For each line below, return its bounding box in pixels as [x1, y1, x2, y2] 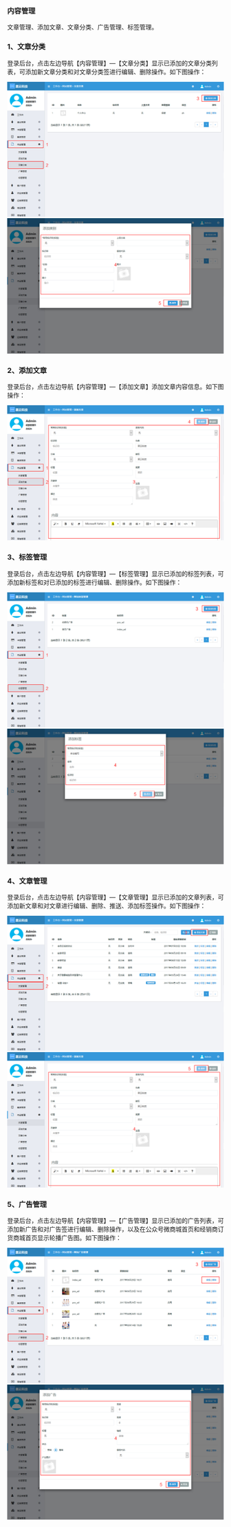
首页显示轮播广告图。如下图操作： [25, 1234, 122, 1242]
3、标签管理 [7, 553, 47, 562]
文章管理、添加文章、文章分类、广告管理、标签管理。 [7, 23, 158, 32]
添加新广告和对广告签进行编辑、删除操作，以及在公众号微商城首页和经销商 [7, 1225, 218, 1233]
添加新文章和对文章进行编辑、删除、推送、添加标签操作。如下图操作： [7, 901, 206, 910]
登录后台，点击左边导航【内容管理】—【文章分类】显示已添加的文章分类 [7, 58, 212, 67]
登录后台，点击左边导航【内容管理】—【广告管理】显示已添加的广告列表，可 [7, 1217, 224, 1225]
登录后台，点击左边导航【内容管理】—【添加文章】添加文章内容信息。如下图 [7, 382, 224, 390]
